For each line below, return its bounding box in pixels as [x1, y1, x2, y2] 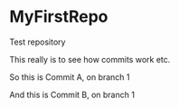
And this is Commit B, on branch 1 [9, 89, 136, 100]
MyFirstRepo [9, 6, 108, 27]
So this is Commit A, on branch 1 [9, 71, 130, 83]
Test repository [9, 36, 66, 47]
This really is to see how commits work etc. [9, 54, 171, 64]
